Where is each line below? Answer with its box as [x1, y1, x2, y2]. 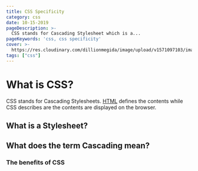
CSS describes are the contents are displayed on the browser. [6, 104, 157, 111]
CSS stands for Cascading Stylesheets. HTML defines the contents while [6, 97, 183, 104]
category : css [6, 14, 41, 20]
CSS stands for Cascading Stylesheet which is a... [11, 31, 141, 37]
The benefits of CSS [6, 159, 65, 167]
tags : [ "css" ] [6, 52, 41, 58]
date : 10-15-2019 [6, 19, 49, 25]
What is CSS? [6, 78, 74, 91]
